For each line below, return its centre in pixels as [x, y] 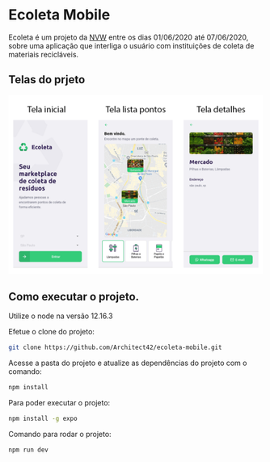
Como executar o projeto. [74, 296]
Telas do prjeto [47, 80]
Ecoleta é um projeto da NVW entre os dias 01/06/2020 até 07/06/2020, [129, 37]
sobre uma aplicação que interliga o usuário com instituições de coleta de [131, 45]
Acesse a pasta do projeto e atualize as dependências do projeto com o [128, 363]
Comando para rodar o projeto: [60, 434]
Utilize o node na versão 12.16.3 [61, 316]
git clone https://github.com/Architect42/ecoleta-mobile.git [115, 347]
